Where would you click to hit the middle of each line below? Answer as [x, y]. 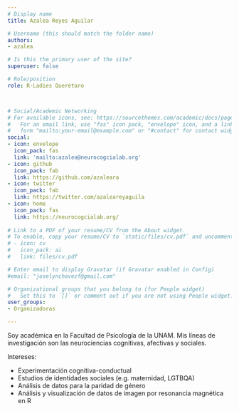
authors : [20, 40]
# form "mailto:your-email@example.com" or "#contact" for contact [113, 131]
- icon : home [27, 204]
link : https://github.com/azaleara [67, 177]
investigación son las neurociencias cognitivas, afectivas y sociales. [107, 343]
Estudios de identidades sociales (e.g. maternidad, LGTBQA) [106, 378]
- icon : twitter [31, 184]
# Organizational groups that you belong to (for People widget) [106, 289]
